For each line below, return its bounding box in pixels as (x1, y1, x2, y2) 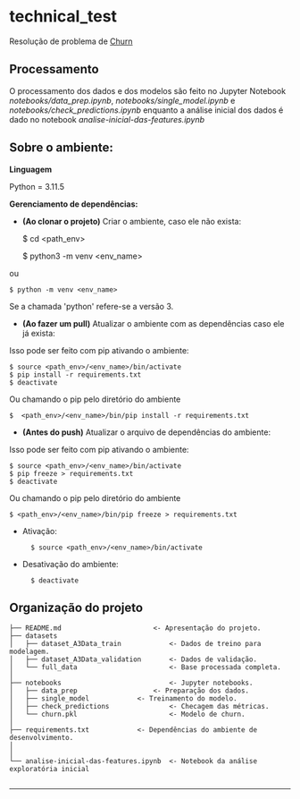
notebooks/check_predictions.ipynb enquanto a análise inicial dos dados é (9, 105, 284, 115)
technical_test (9, 6, 118, 27)
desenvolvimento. (9, 734, 74, 743)
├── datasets (9, 632, 58, 641)
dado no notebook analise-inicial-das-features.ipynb (9, 114, 205, 124)
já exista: (21, 327, 55, 338)
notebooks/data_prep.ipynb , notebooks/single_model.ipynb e (9, 95, 236, 106)
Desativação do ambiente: (21, 558, 119, 569)
